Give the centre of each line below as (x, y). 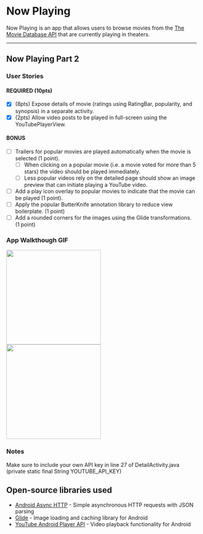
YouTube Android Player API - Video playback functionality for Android (103, 524)
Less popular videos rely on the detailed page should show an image (110, 178)
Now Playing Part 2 (43, 59)
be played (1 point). (39, 198)
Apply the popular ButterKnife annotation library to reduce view (94, 204)
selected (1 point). (37, 158)
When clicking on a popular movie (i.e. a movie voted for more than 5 (110, 164)
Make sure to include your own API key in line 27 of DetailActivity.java (93, 464)
